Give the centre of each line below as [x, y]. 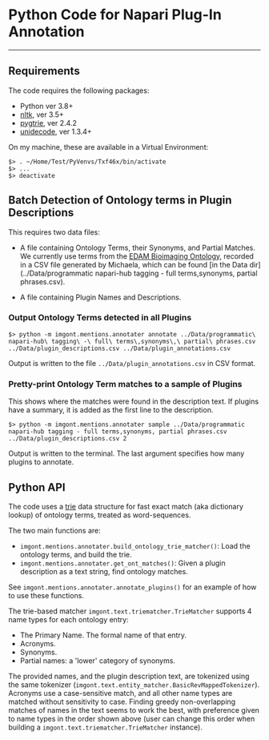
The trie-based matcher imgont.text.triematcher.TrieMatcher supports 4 [130, 611]
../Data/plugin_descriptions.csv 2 [68, 439]
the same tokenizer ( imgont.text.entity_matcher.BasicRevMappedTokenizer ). [134, 684]
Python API [37, 487]
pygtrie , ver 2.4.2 [48, 123]
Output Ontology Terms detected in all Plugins [100, 318]
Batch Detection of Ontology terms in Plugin [120, 201]
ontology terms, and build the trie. [76, 554]
